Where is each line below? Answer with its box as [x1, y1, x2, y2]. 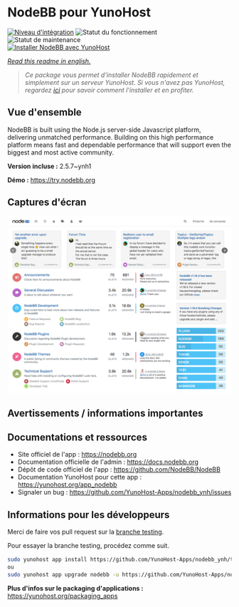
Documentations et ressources [7, 432, 148, 444]
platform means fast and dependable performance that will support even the [7, 140, 231, 149]
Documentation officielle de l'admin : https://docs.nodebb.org [17, 457, 199, 467]
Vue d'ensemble [7, 106, 82, 118]
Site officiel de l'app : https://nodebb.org [17, 450, 137, 459]
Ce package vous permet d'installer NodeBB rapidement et [24, 71, 199, 79]
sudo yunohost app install [7, 556, 87, 564]
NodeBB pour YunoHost [7, 4, 152, 21]
